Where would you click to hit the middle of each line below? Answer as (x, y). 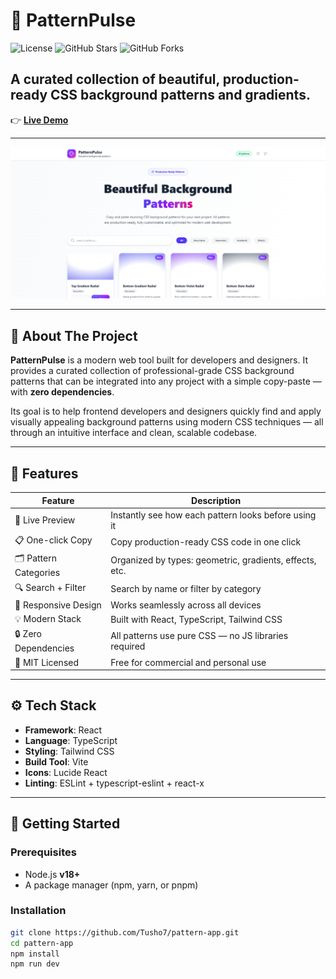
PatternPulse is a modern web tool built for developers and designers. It (159, 360)
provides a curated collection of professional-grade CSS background (152, 371)
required (128, 646)
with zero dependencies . (62, 392)
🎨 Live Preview (45, 520)
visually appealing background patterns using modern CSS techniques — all (167, 422)
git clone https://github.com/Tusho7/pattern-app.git (125, 932)
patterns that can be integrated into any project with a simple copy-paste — (166, 381)
